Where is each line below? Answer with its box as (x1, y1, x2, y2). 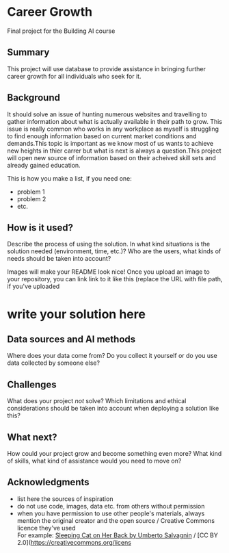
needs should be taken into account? (7, 255, 111, 263)
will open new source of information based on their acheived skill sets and (7, 153, 217, 162)
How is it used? (7, 222, 74, 233)
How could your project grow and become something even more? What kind (7, 450, 222, 457)
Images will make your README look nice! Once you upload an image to (7, 268, 210, 276)
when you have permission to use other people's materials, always (16, 509, 205, 517)
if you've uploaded (7, 282, 60, 291)
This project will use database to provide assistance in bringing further (7, 64, 206, 73)
